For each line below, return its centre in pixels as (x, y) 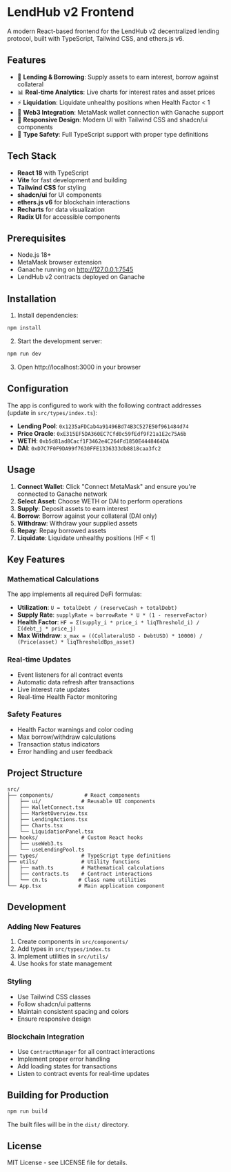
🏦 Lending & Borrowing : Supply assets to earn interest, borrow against (118, 77)
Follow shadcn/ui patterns (54, 1004)
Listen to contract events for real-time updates (83, 1073)
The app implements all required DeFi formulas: (75, 594)
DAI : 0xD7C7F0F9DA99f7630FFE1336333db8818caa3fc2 (89, 448)
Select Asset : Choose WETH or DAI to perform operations (100, 501)
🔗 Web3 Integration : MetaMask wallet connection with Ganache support (120, 112)
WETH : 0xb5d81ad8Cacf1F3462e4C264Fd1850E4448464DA (93, 441)
